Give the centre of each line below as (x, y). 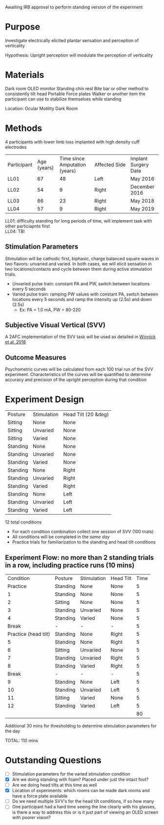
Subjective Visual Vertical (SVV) (55, 325)
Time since (72, 158)
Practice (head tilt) (29, 634)
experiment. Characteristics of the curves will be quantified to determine (78, 375)
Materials (25, 75)
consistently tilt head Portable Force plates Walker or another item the (75, 94)
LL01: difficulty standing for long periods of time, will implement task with (79, 221)
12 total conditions (23, 522)
